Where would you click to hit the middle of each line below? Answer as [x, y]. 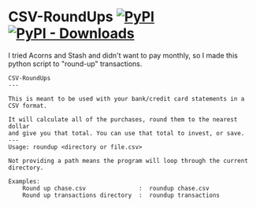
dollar [19, 126]
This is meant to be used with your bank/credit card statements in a [126, 98]
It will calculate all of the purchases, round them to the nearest [123, 119]
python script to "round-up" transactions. [75, 64]
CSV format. [28, 105]
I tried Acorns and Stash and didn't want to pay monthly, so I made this [123, 55]
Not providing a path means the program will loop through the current [128, 161]
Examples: [24, 181]
